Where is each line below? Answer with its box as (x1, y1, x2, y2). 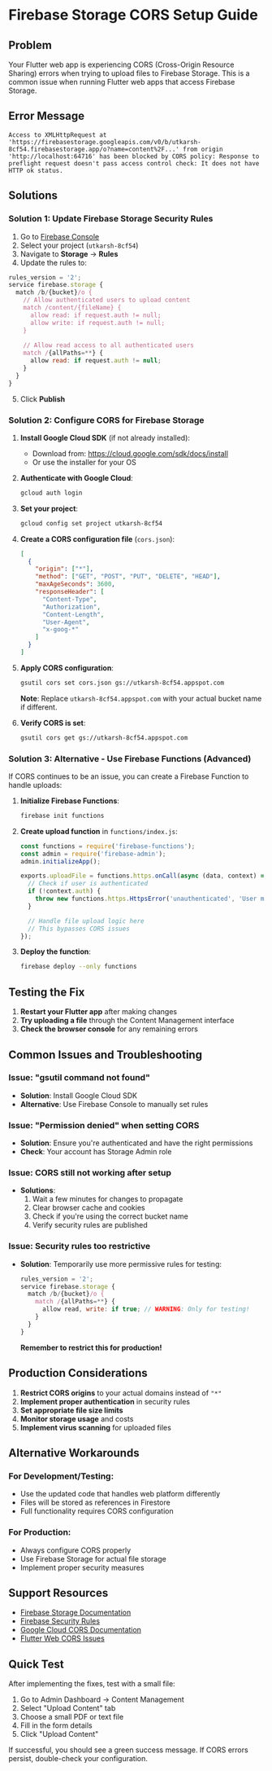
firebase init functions (19, 811, 105, 820)
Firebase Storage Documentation (19, 1607, 132, 1618)
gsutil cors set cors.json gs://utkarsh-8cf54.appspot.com (19, 679, 225, 687)
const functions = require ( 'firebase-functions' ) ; (19, 842, 196, 850)
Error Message (8, 109, 85, 123)
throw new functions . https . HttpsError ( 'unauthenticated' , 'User (35, 894, 257, 903)
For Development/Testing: (8, 1470, 114, 1482)
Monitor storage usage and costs (19, 1413, 134, 1423)
